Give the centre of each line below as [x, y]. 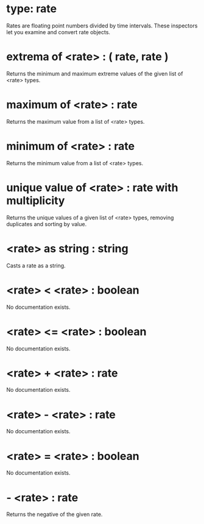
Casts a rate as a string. [36, 265]
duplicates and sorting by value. [47, 224]
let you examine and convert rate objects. [58, 32]
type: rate [31, 9]
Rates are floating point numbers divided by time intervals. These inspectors [102, 26]
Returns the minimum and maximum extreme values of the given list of [95, 73]
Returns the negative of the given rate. [55, 514]
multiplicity [36, 200]
